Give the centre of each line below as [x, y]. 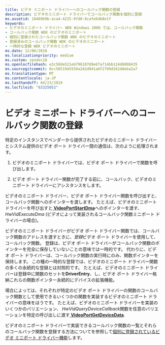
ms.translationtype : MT [30, 74]
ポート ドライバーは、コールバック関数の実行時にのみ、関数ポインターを [84, 256]
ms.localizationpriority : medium [39, 55]
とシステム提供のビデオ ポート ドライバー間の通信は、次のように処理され [80, 146]
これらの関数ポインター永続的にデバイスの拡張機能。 [63, 280]
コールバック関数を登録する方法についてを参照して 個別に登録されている [82, 332]
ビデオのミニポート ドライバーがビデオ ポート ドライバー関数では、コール [80, 231]
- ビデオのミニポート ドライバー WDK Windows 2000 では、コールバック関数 [74, 28]
